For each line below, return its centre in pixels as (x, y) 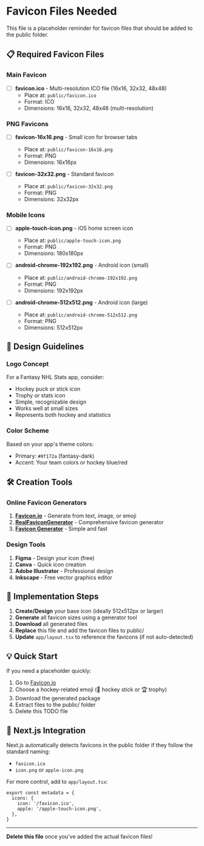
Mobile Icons (26, 215)
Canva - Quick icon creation (50, 564)
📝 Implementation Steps (53, 596)
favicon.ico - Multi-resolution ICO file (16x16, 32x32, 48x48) (91, 88)
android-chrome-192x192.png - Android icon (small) (82, 265)
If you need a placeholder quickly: (49, 671)
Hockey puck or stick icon (48, 389)
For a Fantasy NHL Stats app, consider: (55, 377)
